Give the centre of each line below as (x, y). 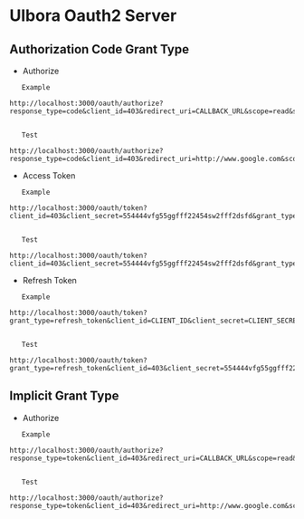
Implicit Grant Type (64, 396)
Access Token (49, 176)
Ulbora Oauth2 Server (93, 16)
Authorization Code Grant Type (100, 49)
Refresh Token (49, 280)
